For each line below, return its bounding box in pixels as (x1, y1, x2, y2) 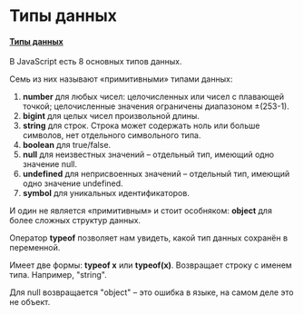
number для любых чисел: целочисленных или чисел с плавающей (22, 92, 284, 103)
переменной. (9, 242, 61, 253)
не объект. (9, 297, 51, 308)
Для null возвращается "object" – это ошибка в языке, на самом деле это (9, 287, 294, 298)
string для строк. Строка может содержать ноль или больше (22, 120, 260, 132)
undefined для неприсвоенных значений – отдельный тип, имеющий (22, 169, 290, 180)
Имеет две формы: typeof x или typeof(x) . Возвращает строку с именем (9, 260, 292, 271)
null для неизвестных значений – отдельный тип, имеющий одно (22, 149, 275, 160)
